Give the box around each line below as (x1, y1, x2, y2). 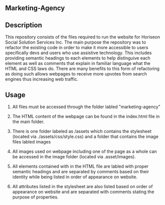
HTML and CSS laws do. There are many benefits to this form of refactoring (5, 66, 160, 71)
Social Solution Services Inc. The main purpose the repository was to (5, 39, 146, 45)
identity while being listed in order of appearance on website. (12, 174, 138, 180)
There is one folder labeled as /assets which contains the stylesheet (12, 129, 152, 135)
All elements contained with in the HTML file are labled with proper (12, 163, 149, 169)
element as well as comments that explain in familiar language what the (5, 61, 151, 67)
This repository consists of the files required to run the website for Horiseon (5, 34, 160, 40)
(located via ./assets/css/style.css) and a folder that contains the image (12, 134, 159, 139)
